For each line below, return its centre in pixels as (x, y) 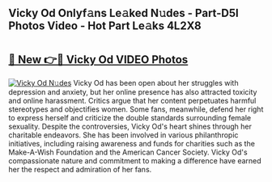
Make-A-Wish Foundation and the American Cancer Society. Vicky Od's (128, 152)
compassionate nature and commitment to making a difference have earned (135, 161)
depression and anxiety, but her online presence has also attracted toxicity (133, 92)
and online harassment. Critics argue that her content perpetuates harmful (132, 101)
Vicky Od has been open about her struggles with (156, 83)
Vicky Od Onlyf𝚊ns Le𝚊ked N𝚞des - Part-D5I (123, 13)
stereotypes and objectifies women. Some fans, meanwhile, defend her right (136, 109)
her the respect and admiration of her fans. (80, 169)
